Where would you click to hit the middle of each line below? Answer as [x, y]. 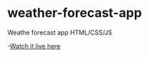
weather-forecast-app [74, 13]
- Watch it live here [34, 46]
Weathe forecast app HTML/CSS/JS [60, 32]
